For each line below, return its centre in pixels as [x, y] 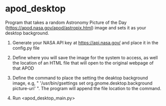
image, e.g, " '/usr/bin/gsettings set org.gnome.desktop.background [83, 83]
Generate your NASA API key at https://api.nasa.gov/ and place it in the [85, 42]
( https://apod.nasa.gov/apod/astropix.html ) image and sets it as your [76, 27]
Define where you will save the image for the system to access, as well [85, 57]
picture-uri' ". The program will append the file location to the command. [87, 88]
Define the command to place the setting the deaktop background [80, 78]
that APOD [23, 68]
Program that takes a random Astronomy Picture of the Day [66, 22]
